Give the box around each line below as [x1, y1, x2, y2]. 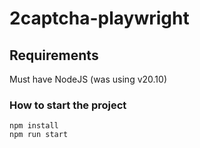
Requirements [9, 47, 99, 64]
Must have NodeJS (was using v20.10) [9, 73, 167, 85]
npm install [9, 121, 59, 131]
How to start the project [9, 98, 127, 112]
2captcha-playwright [9, 7, 190, 30]
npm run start [9, 130, 69, 140]
